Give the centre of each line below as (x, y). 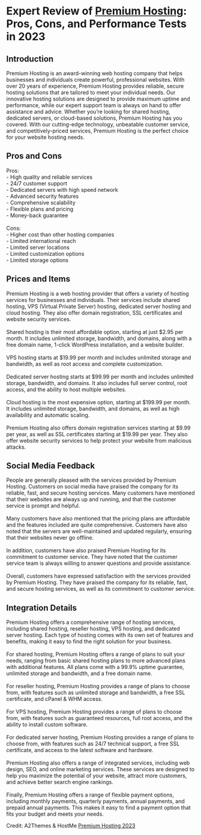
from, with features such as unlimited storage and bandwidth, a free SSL (96, 692)
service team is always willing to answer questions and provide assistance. (99, 563)
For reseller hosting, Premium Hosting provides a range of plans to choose (98, 686)
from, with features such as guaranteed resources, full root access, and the (100, 718)
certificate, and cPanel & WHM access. (55, 699)
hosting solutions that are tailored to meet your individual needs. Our (91, 92)
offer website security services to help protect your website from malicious (99, 440)
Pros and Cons (34, 156)
